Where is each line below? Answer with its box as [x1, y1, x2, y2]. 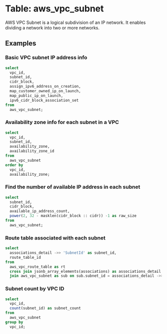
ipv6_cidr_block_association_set [9, 98, 79, 103]
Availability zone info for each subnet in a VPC [5, 119, 119, 126]
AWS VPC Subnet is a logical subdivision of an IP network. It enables [5, 19, 146, 25]
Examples [5, 39, 36, 48]
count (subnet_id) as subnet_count [9, 306, 81, 311]
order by [5, 162, 23, 167]
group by [5, 320, 23, 325]
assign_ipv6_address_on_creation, [9, 84, 81, 89]
